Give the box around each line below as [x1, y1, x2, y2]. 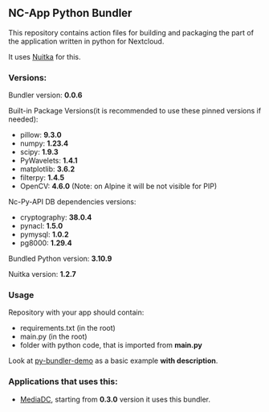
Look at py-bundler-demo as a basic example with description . [8, 356, 218, 365]
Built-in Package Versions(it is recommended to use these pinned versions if [8, 106, 262, 116]
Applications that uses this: [8, 376, 118, 387]
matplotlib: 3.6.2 [19, 164, 75, 174]
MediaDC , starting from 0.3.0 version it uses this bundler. [19, 394, 211, 404]
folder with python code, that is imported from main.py [19, 340, 202, 350]
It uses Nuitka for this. [8, 51, 81, 61]
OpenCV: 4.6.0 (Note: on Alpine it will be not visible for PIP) [19, 181, 218, 192]
